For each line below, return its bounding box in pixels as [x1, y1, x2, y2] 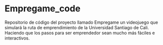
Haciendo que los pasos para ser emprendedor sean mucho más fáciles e [4, 30, 155, 36]
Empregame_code [4, 3, 81, 14]
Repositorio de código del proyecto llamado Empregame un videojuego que [4, 19, 159, 25]
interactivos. [4, 35, 30, 41]
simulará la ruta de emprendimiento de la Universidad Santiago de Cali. [4, 24, 149, 30]
